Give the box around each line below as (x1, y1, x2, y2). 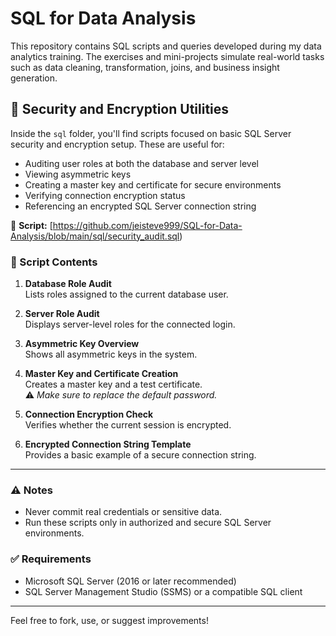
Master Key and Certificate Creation (24, 368, 179, 380)
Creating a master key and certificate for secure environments (24, 178, 282, 191)
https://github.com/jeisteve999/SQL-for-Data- (52, 219, 243, 231)
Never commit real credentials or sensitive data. (24, 506, 223, 518)
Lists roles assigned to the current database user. (24, 288, 229, 301)
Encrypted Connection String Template (24, 438, 192, 451)
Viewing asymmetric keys (24, 168, 132, 180)
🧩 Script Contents (10, 255, 98, 269)
